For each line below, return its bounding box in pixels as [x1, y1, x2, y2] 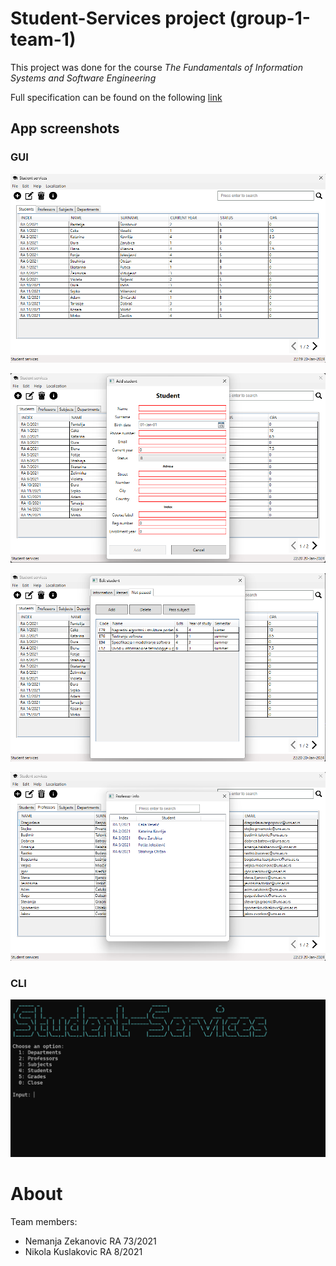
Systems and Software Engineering [10, 72, 157, 84]
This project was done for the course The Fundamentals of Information [10, 61, 303, 73]
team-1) [10, 28, 77, 51]
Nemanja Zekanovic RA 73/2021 [24, 1235, 157, 1247]
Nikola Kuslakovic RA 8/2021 [24, 1246, 143, 1258]
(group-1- [229, 7, 311, 30]
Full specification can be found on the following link [10, 91, 223, 103]
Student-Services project [10, 7, 226, 30]
